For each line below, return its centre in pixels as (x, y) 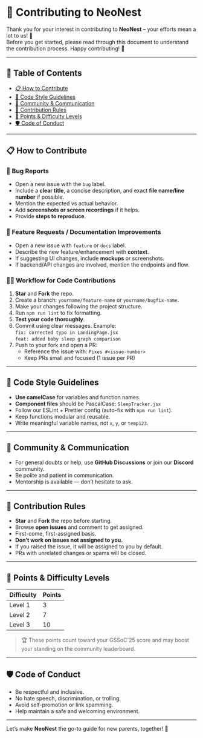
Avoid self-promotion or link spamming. (64, 705)
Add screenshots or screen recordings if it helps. (77, 210)
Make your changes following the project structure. (79, 307)
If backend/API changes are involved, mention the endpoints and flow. (102, 264)
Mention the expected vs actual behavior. (66, 204)
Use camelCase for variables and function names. (78, 397)
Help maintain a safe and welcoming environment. (77, 711)
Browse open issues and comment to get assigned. (79, 527)
